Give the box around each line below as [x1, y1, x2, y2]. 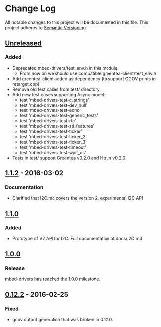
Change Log [5, 3, 56, 14]
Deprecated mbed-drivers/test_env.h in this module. [12, 65, 119, 71]
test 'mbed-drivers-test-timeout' [19, 144, 87, 150]
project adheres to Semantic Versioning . [5, 24, 87, 30]
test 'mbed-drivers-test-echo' [19, 107, 81, 113]
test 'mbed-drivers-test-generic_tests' [19, 112, 98, 118]
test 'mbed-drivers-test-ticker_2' [19, 133, 87, 139]
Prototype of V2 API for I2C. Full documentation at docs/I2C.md [12, 236, 143, 241]
